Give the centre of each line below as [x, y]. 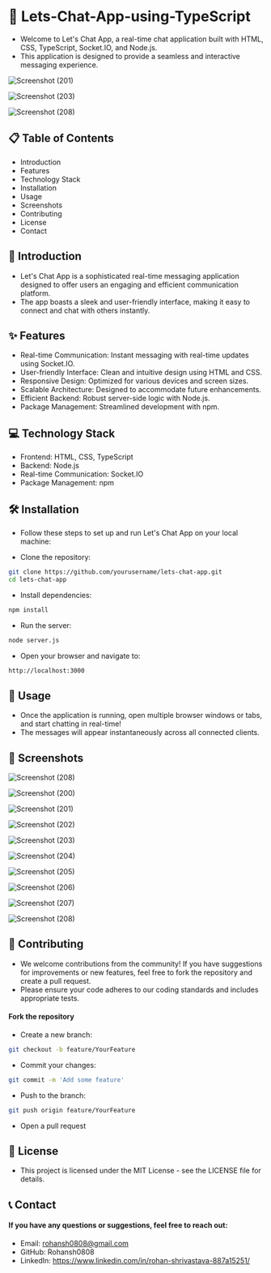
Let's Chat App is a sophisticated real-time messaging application [130, 276]
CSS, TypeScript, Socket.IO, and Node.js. [89, 47]
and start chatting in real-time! [70, 724]
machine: [36, 541]
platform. [35, 293]
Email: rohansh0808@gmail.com [74, 1244]
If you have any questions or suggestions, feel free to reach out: [118, 1225]
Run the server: [46, 625]
